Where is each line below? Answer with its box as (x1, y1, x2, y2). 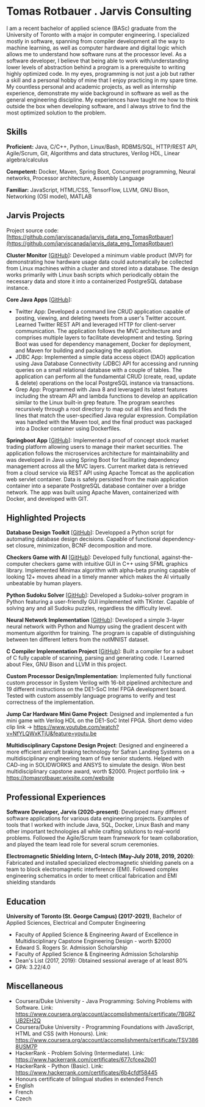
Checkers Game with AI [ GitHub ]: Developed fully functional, (6, 553, 160, 561)
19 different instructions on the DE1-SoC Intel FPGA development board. (6, 686, 187, 693)
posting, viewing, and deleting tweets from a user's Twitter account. (15, 314, 187, 322)
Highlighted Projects (6, 513, 87, 523)
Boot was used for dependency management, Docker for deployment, (15, 340, 191, 347)
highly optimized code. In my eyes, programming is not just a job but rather (6, 70, 195, 77)
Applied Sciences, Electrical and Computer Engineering (6, 919, 146, 926)
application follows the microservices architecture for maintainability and (6, 450, 189, 457)
